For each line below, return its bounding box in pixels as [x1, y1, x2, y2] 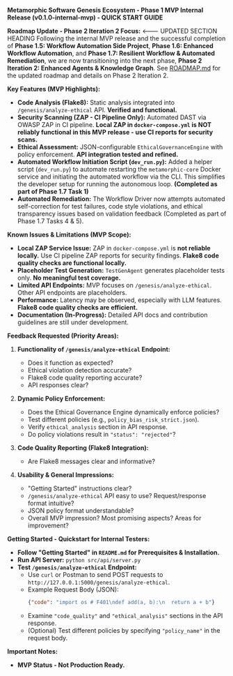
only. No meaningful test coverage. [17, 273, 121, 282]
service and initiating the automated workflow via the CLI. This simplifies [17, 172, 225, 181]
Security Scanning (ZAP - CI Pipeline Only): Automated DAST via [17, 113, 207, 121]
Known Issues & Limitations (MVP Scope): [7, 230, 131, 239]
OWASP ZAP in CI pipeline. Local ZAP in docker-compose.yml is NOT [17, 121, 212, 128]
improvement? [27, 521, 70, 529]
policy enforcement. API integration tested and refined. [17, 150, 179, 158]
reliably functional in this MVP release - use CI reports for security [17, 128, 214, 136]
